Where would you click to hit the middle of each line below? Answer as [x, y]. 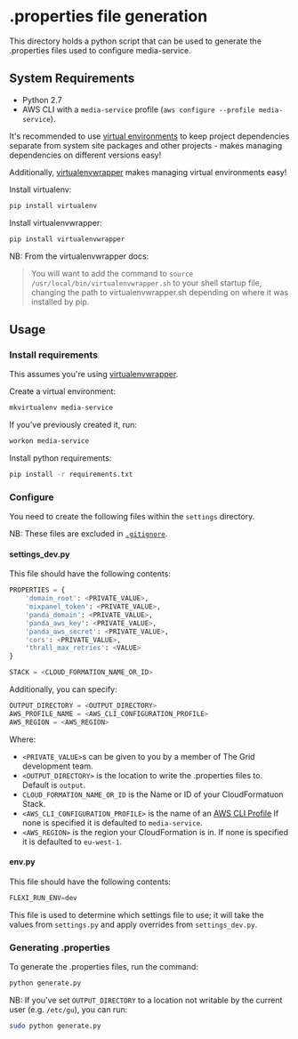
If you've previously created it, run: [73, 425]
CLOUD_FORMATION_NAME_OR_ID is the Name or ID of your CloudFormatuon [153, 794]
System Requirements [72, 79]
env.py [22, 862]
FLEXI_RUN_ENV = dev [43, 898]
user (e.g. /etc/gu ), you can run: [68, 1009]
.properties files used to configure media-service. [100, 50]
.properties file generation [109, 16]
